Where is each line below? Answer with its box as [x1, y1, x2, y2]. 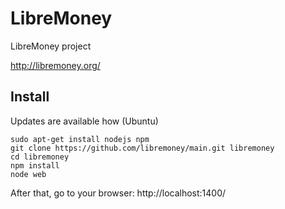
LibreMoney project [10, 40, 92, 52]
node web [10, 169, 47, 179]
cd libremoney [10, 152, 70, 162]
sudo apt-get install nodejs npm [10, 134, 150, 144]
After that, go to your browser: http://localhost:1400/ [10, 187, 227, 199]
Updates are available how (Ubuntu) [10, 115, 159, 127]
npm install [10, 160, 60, 171]
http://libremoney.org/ [10, 59, 101, 71]
